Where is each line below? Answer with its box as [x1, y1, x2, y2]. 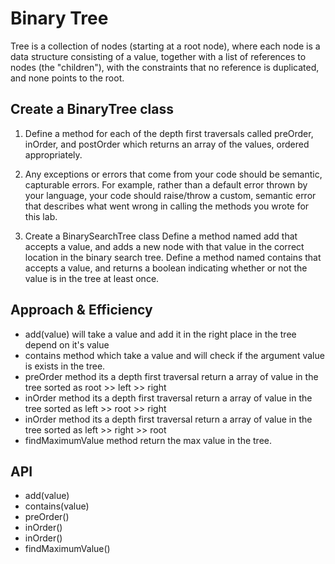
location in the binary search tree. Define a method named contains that [24, 251, 322, 263]
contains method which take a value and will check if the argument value [24, 349, 325, 361]
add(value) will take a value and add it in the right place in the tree [24, 328, 297, 340]
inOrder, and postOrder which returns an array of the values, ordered [24, 138, 310, 150]
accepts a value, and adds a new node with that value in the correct [24, 240, 305, 252]
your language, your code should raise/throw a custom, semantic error [24, 189, 317, 201]
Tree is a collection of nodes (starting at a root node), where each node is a [10, 40, 321, 52]
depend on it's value [24, 338, 110, 351]
